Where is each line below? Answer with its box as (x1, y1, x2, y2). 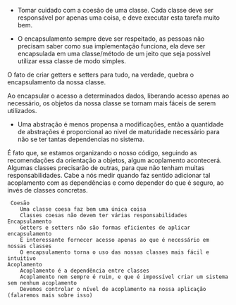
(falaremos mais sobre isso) (7, 292, 93, 299)
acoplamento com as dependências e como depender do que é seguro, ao (7, 179, 224, 187)
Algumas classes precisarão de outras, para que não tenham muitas (7, 164, 205, 171)
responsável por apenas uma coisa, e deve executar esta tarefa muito (17, 13, 221, 22)
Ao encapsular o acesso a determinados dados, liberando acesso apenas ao (7, 91, 230, 100)
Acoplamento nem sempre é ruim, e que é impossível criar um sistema (20, 273, 229, 280)
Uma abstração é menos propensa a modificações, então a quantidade (17, 120, 224, 129)
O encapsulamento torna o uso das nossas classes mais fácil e (20, 249, 210, 256)
